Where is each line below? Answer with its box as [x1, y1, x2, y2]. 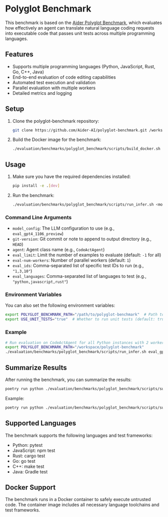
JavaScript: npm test [12, 447, 55, 453]
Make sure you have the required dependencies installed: [12, 174, 131, 180]
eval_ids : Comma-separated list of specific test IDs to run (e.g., [12, 263, 144, 269]
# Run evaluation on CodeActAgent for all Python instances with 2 [5, 340, 149, 345]
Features [5, 50, 33, 59]
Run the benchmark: [12, 193, 54, 198]
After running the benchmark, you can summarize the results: [5, 377, 132, 383]
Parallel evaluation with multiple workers [12, 85, 96, 91]
